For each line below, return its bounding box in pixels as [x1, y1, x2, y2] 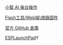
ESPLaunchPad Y [5, 35, 39, 41]
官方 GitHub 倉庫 [5, 25, 39, 31]
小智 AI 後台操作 [5, 4, 38, 10]
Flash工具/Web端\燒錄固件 [5, 15, 59, 21]
